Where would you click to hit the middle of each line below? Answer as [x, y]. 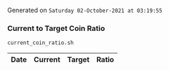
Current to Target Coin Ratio [56, 28]
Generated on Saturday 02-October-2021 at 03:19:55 [85, 10]
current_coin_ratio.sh [40, 43]
